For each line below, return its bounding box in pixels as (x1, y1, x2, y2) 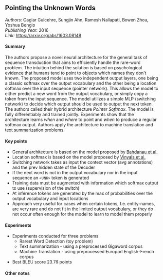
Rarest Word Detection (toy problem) (19, 239, 93, 244)
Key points (5, 138, 28, 144)
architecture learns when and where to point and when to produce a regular (5, 117, 157, 122)
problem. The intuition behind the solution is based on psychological (5, 65, 142, 71)
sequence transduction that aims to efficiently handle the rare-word (5, 60, 141, 65)
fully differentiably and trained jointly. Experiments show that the (5, 112, 134, 118)
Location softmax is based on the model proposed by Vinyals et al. (12, 154, 146, 160)
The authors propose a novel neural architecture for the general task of (5, 55, 147, 60)
